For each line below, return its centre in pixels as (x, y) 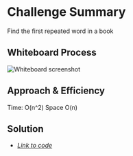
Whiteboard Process (52, 53)
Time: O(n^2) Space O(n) (42, 107)
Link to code (35, 146)
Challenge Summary (66, 12)
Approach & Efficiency (56, 91)
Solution (25, 129)
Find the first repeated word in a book (60, 31)
